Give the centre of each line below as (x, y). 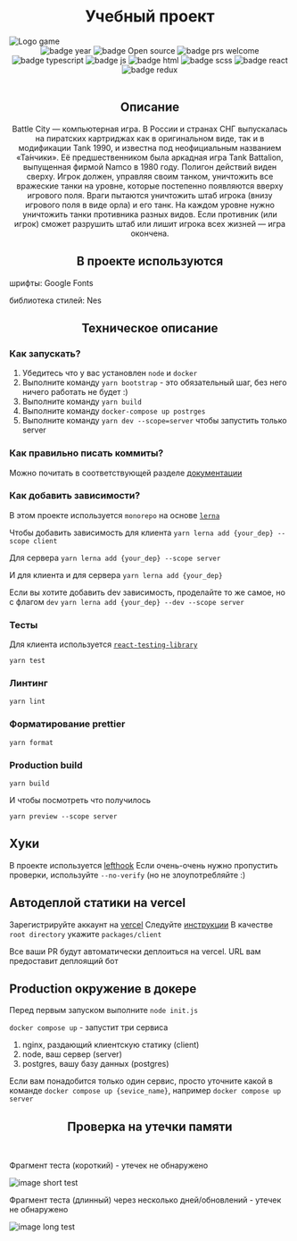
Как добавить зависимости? (75, 496)
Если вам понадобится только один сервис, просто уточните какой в (141, 1081)
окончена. (150, 233)
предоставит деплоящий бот (64, 960)
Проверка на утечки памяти (150, 1126)
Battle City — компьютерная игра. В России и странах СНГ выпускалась (150, 129)
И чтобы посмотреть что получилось (80, 801)
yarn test (28, 661)
